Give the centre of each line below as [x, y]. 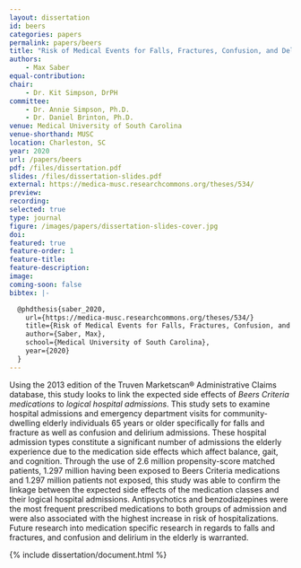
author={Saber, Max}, [65, 334]
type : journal [36, 218]
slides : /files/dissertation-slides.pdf [86, 176]
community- [245, 413]
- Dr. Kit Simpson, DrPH [72, 92]
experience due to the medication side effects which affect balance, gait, [144, 451]
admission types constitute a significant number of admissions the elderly [146, 441]
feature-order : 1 [42, 251]
